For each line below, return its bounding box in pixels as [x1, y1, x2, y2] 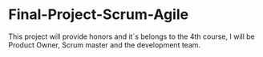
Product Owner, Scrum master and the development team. [8, 40, 201, 49]
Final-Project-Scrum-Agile [8, 6, 189, 24]
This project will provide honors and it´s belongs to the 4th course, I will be [8, 32, 255, 41]
